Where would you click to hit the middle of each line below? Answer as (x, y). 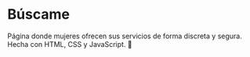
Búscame (38, 14)
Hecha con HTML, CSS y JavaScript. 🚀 (70, 44)
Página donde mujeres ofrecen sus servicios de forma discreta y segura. (125, 36)
